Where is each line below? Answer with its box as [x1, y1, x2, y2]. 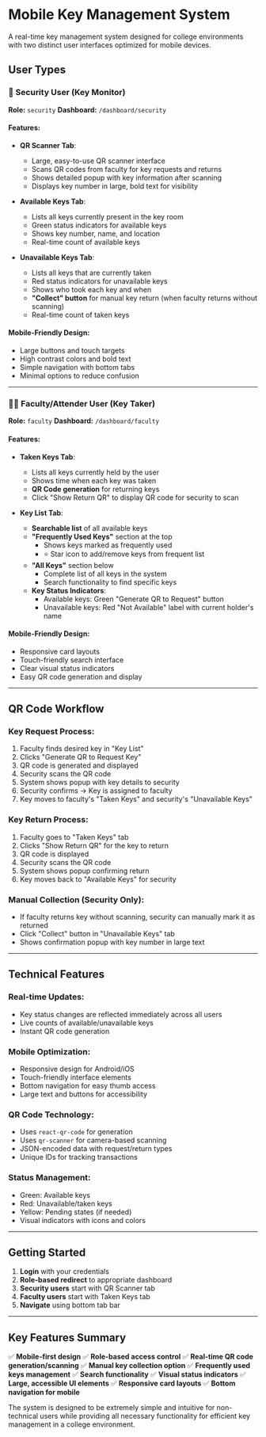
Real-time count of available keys [31, 237, 141, 246]
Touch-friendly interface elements [19, 1073, 132, 1082]
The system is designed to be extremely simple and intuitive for [8, 1403, 215, 1412]
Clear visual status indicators [19, 663, 115, 673]
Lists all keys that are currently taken [31, 268, 152, 277]
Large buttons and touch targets [19, 346, 125, 356]
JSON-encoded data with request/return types [19, 1144, 173, 1153]
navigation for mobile [8, 1388, 81, 1397]
